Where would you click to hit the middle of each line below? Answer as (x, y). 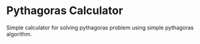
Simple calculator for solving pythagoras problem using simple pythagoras (100, 28)
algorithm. (19, 34)
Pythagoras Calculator (65, 11)
